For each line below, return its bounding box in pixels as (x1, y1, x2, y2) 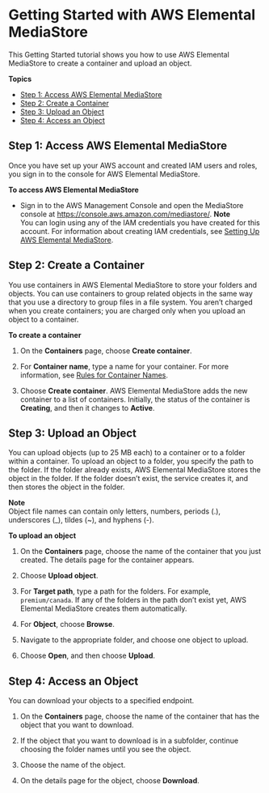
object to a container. (8, 314, 79, 324)
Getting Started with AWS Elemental (8, 6, 256, 24)
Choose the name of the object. (19, 760, 126, 770)
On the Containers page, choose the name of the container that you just (19, 547, 262, 556)
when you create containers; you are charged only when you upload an (8, 305, 246, 315)
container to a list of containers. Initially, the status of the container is (19, 394, 250, 404)
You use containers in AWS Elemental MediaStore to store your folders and (8, 279, 257, 289)
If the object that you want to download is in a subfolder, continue (19, 735, 239, 746)
